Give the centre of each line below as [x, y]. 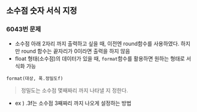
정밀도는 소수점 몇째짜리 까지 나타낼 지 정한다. [75, 90]
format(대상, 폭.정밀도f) [35, 78]
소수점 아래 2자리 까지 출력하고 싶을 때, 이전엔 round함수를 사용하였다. [97, 43]
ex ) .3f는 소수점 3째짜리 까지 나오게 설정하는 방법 [73, 103]
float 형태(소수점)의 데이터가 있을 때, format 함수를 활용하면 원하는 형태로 [100, 58]
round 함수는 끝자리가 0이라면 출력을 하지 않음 [76, 51]
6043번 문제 [24, 29]
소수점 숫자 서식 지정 [42, 11]
